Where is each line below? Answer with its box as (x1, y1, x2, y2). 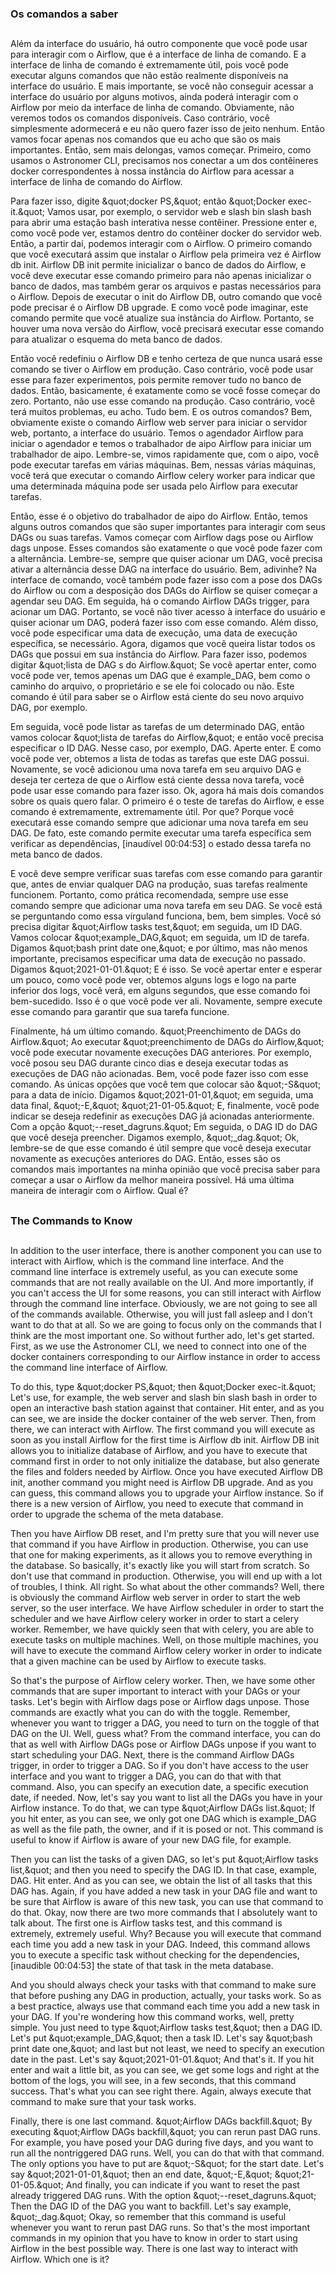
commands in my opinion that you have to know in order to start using (10, 2232, 298, 2244)
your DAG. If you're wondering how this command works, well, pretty (10, 2011, 295, 2023)
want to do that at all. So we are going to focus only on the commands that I (10, 1319, 322, 1331)
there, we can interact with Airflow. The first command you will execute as (10, 1423, 315, 1436)
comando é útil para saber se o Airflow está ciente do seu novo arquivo (10, 691, 305, 703)
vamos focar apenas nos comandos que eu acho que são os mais (10, 133, 282, 146)
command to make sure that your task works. (10, 2096, 197, 2108)
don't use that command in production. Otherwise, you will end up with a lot (10, 1570, 323, 1582)
